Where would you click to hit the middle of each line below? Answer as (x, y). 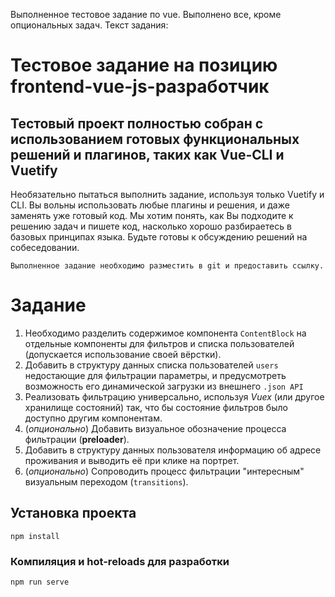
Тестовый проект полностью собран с (137, 123)
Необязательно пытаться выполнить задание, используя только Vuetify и (167, 194)
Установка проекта (73, 513)
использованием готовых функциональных (155, 139)
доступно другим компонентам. (93, 418)
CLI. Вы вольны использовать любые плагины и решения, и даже (150, 205)
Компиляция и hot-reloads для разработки (120, 561)
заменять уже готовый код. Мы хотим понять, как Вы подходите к (152, 215)
